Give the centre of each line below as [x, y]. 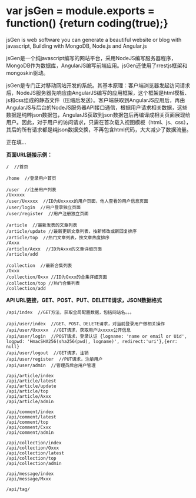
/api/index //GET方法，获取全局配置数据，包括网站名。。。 [70, 312]
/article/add [22, 254]
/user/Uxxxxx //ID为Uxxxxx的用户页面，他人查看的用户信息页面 [77, 201]
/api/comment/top [27, 422]
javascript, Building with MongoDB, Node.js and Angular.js [77, 46]
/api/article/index [30, 375]
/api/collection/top [31, 458]
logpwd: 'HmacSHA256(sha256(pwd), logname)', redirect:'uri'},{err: [92, 341]
